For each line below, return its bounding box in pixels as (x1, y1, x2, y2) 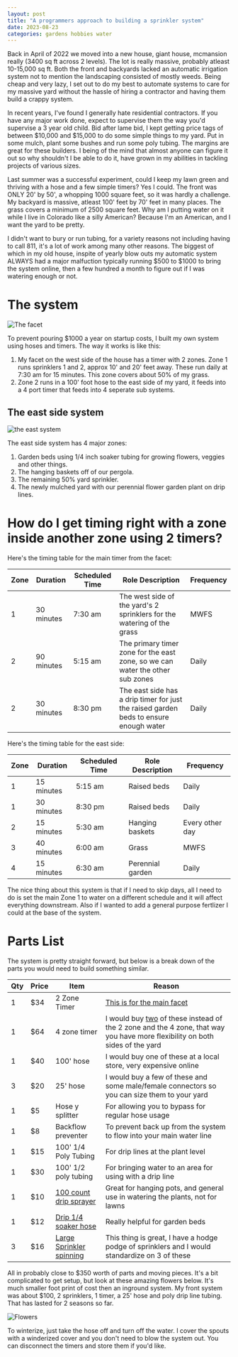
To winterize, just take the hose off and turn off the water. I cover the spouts (7, 1326, 229, 1335)
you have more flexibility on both (105, 1031, 214, 1041)
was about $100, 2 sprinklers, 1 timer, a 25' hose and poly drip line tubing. (7, 1291, 222, 1299)
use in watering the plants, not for (105, 1192, 217, 1201)
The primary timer (119, 638, 179, 648)
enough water (119, 721, 166, 731)
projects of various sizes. (7, 161, 81, 170)
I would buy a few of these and (105, 1072, 208, 1081)
